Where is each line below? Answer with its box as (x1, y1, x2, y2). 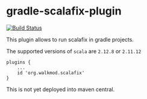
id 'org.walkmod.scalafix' (17, 69, 85, 76)
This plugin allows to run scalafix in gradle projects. (6, 36, 134, 43)
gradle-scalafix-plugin (6, 4, 122, 18)
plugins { (6, 59, 31, 65)
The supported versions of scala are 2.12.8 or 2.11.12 (6, 47, 142, 55)
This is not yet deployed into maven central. (6, 86, 115, 93)
